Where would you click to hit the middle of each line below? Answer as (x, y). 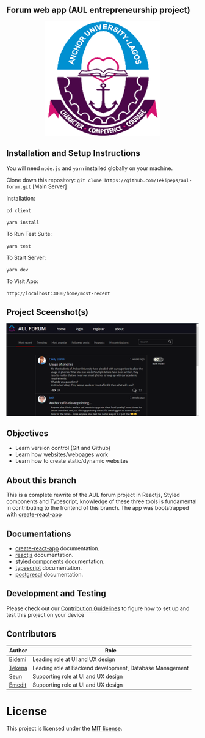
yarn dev (17, 270)
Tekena (18, 668)
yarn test (19, 246)
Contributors (31, 634)
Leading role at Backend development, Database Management (111, 668)
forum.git (19, 187)
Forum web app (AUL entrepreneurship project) (98, 10)
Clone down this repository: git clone (54, 180)
